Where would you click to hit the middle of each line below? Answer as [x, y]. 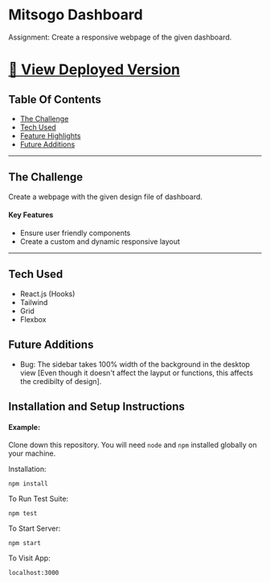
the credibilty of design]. [61, 381]
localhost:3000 [34, 573]
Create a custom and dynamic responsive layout [100, 241]
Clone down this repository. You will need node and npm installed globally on [133, 445]
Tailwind [34, 302]
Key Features [31, 215]
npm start [25, 544]
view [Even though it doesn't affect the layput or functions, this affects [136, 373]
